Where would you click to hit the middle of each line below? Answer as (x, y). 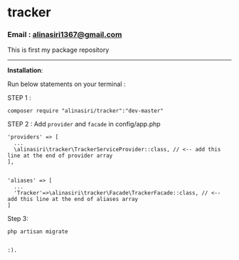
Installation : (25, 70)
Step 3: (18, 219)
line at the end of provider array (60, 156)
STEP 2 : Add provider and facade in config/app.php (84, 124)
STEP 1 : (19, 98)
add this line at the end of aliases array (73, 200)
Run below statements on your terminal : (67, 84)
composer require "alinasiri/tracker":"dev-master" (85, 111)
